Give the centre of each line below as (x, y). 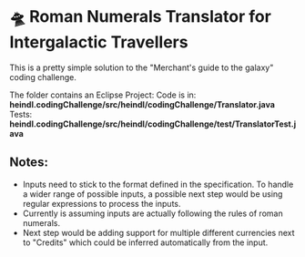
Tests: (21, 114)
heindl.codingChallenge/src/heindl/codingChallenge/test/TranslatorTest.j (153, 124)
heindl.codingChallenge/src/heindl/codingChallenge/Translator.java (142, 104)
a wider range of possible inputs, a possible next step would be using (152, 194)
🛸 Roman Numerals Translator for (140, 17)
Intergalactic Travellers (99, 42)
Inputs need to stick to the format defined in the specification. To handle (158, 184)
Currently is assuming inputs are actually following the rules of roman (153, 213)
